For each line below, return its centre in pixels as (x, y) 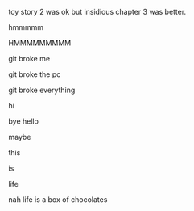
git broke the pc (35, 74)
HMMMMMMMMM (40, 43)
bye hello (23, 121)
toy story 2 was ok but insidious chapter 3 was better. (97, 12)
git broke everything (42, 90)
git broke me (29, 59)
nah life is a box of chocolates (58, 200)
